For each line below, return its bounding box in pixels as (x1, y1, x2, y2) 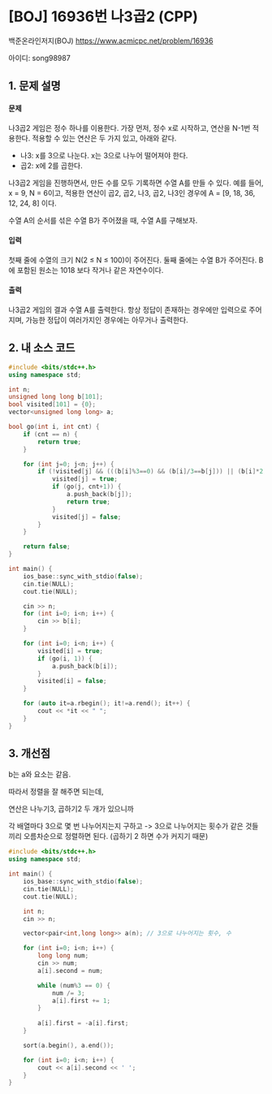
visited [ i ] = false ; (37, 677, 107, 685)
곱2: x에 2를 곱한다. (19, 160, 83, 171)
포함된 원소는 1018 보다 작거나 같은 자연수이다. (16, 265, 164, 275)
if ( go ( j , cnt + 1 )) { (51, 482, 122, 491)
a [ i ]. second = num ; (37, 966, 104, 975)
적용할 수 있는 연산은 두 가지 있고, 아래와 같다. (32, 133, 177, 143)
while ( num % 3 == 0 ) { (37, 981, 111, 989)
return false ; (23, 543, 71, 551)
